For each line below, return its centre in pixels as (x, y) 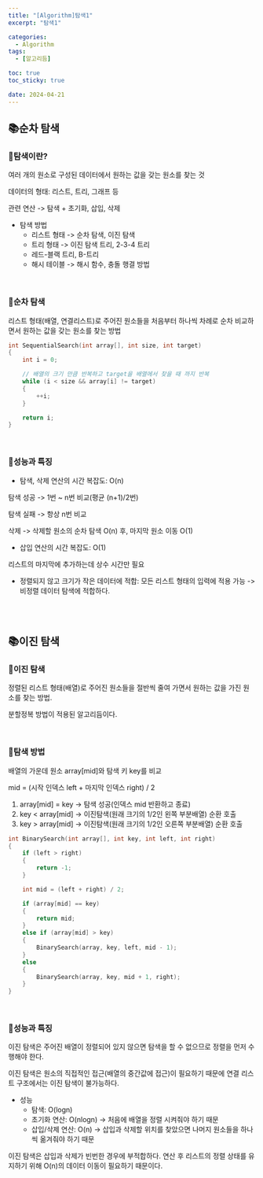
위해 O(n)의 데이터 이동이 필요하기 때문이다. (96, 1166)
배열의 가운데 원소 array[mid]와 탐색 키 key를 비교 (85, 770)
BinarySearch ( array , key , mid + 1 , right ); (108, 977)
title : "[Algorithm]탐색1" (51, 15)
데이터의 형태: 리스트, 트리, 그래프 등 (64, 192)
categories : (27, 37)
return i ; (38, 418)
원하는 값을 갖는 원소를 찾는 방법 (72, 331)
